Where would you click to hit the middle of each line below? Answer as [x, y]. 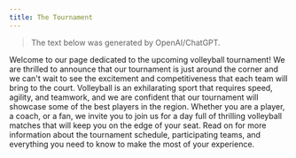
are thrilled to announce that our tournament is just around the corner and [144, 69]
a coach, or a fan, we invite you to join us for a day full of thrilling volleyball [145, 116]
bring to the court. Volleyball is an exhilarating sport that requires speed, [141, 87]
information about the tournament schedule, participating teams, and [135, 134]
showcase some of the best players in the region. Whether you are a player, [147, 106]
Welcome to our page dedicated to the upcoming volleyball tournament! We [147, 59]
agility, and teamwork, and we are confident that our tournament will [134, 97]
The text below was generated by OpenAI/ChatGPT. [125, 42]
